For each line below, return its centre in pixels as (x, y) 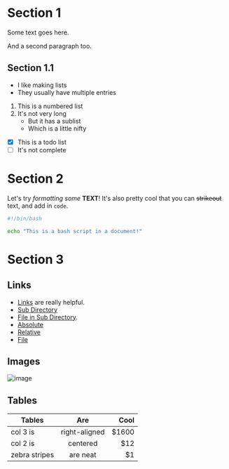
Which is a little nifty (57, 128)
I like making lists (42, 85)
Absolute (30, 324)
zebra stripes (33, 455)
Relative (29, 332)
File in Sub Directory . (48, 317)
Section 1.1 (31, 68)
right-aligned (83, 432)
